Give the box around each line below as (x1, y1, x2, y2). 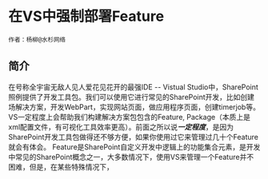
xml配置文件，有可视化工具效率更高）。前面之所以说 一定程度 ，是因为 (8, 121, 234, 132)
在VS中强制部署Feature (8, 7, 165, 26)
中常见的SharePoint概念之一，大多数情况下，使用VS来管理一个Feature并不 (8, 152, 254, 161)
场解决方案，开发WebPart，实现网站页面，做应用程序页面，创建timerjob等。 (8, 101, 260, 112)
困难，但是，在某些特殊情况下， (8, 161, 114, 172)
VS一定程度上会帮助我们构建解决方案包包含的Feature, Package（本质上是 (8, 112, 250, 121)
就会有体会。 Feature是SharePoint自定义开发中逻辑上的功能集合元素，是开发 (8, 141, 261, 152)
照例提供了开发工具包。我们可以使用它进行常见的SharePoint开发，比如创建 (8, 92, 254, 101)
